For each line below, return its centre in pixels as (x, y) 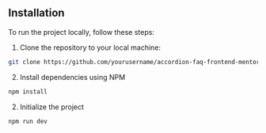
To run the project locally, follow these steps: (81, 32)
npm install (28, 91)
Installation (36, 13)
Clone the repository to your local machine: (90, 47)
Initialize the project (52, 107)
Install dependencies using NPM (72, 77)
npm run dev (28, 121)
